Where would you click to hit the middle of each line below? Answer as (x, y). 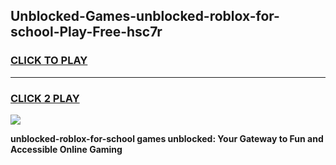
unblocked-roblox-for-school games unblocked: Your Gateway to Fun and (167, 138)
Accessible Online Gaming (66, 149)
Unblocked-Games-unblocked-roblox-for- (145, 16)
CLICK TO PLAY (49, 61)
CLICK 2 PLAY (45, 98)
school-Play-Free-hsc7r (86, 32)
